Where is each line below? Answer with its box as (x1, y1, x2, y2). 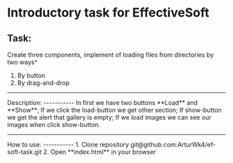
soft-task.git (7, 148, 42, 156)
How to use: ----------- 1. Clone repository (7, 140, 130, 148)
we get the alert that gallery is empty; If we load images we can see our (7, 113, 212, 122)
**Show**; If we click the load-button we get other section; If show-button (7, 106, 222, 114)
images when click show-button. (7, 121, 101, 128)
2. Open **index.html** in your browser (43, 148, 156, 156)
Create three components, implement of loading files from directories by (7, 50, 214, 59)
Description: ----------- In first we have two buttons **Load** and (7, 99, 198, 106)
